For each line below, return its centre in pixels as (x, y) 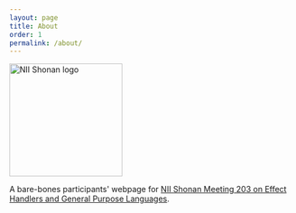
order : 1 (26, 34)
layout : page (34, 18)
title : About (34, 26)
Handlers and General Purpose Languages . (89, 199)
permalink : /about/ (46, 43)
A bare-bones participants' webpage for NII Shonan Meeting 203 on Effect (148, 190)
